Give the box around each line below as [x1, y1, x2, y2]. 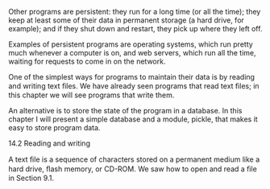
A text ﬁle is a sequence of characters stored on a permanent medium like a [8, 154, 260, 164]
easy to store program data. [8, 123, 101, 132]
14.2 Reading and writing [8, 138, 91, 148]
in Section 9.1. [8, 173, 55, 183]
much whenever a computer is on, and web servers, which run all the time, [8, 48, 256, 57]
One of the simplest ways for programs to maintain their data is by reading [8, 72, 255, 81]
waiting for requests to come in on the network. [8, 56, 166, 66]
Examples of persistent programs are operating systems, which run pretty [8, 39, 254, 49]
